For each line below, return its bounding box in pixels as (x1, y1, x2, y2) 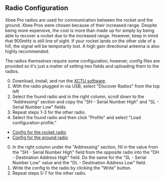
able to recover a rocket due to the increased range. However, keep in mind (5, 32, 159, 38)
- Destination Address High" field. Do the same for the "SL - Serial (12, 154, 147, 160)
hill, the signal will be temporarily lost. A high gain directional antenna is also (5, 43, 160, 49)
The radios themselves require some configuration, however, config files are (5, 58, 160, 63)
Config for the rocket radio (12, 129, 66, 135)
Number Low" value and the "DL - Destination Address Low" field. (12, 159, 147, 165)
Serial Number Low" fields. (12, 104, 67, 110)
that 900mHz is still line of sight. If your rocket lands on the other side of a (5, 38, 156, 44)
